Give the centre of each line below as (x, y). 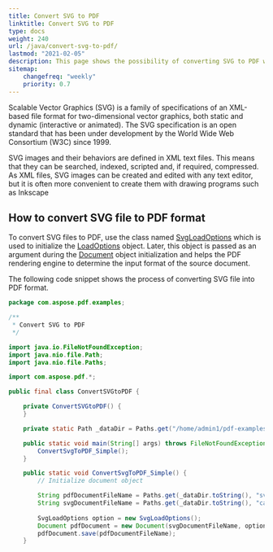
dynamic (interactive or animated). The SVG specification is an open (123, 125)
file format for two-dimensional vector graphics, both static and (137, 116)
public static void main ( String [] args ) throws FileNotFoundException (145, 443)
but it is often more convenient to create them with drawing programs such (134, 183)
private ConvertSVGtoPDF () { (72, 407)
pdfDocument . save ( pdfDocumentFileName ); (107, 533)
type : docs (27, 31)
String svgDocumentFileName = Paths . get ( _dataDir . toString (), (145, 503)
